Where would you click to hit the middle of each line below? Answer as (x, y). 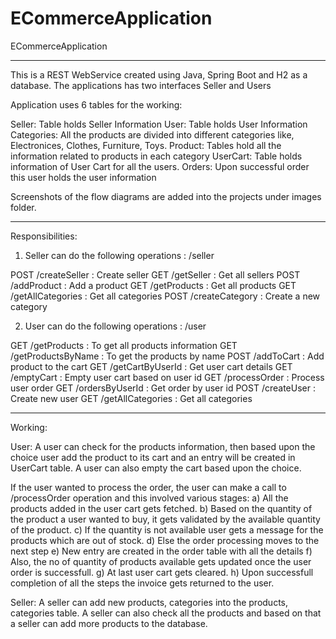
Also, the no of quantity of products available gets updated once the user (161, 561)
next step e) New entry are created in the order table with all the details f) (161, 551)
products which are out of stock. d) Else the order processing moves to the (165, 540)
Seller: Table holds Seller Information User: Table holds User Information (159, 124)
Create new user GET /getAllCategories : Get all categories (131, 398)
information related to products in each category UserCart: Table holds (156, 156)
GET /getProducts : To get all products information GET (124, 345)
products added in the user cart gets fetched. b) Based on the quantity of (161, 508)
